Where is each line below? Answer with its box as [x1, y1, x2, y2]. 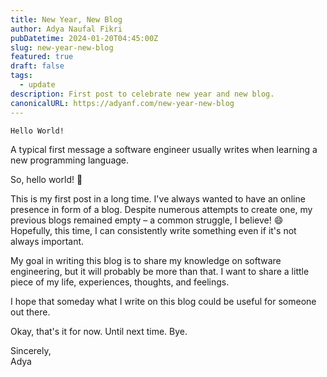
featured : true [10, 52, 74, 62]
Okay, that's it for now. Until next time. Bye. [10, 325, 188, 337]
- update [19, 80, 56, 90]
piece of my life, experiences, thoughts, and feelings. [10, 276, 230, 288]
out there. [10, 306, 51, 318]
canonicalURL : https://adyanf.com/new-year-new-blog [10, 98, 235, 108]
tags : [10, 71, 33, 81]
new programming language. [10, 154, 130, 166]
